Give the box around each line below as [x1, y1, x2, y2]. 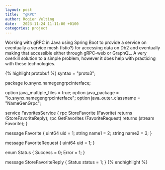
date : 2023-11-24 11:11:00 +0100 [5, 21, 79, 26]
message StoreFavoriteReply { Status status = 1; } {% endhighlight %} [5, 159, 148, 165]
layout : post [5, 7, 32, 12]
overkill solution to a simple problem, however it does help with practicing [5, 55, 156, 61]
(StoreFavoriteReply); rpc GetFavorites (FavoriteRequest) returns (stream [5, 115, 155, 121]
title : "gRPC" [5, 12, 37, 17]
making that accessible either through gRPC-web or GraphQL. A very [5, 50, 147, 56]
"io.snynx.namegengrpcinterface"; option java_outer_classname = [5, 95, 141, 101]
